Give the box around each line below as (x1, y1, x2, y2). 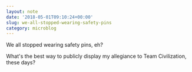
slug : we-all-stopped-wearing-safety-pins (6, 19, 112, 25)
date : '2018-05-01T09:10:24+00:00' (6, 14, 94, 20)
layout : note (6, 8, 38, 15)
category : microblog (6, 25, 57, 31)
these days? (6, 59, 36, 66)
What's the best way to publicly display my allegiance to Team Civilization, (6, 53, 187, 60)
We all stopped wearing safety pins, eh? (6, 41, 103, 48)
